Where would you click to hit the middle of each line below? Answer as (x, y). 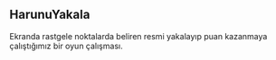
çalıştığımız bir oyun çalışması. (67, 46)
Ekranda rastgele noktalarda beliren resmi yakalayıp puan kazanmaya (138, 36)
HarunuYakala (50, 15)
